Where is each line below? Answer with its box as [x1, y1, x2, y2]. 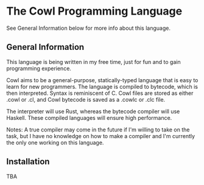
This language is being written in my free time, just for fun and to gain [6, 58, 181, 65]
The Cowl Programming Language [6, 4, 183, 18]
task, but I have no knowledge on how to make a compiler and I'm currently [6, 132, 195, 139]
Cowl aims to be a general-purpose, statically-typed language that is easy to [6, 76, 199, 83]
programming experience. [6, 65, 72, 72]
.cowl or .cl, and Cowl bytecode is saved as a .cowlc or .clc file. [6, 96, 166, 103]
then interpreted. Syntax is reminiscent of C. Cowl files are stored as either [6, 89, 194, 97]
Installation [6, 156, 50, 167]
